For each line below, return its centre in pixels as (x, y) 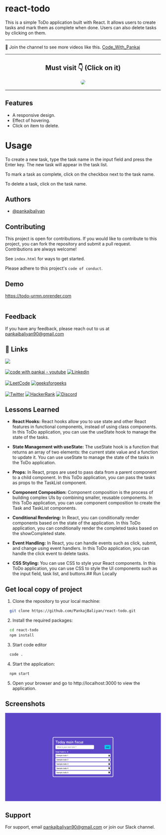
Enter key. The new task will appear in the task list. (57, 164)
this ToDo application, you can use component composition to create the (86, 503)
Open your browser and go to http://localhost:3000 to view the (76, 683)
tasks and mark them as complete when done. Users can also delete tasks (81, 27)
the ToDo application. (34, 463)
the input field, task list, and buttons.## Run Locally (64, 574)
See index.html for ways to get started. (45, 259)
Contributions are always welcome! (41, 249)
